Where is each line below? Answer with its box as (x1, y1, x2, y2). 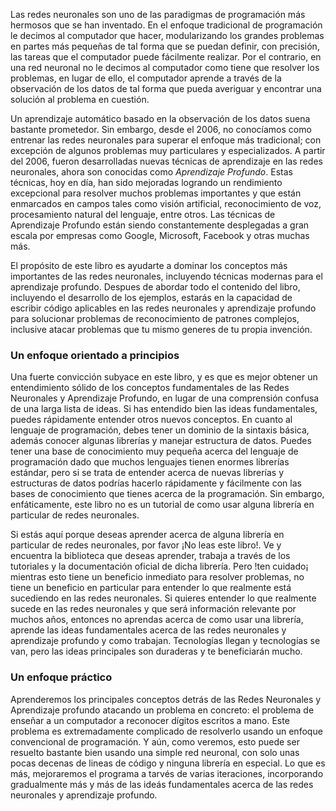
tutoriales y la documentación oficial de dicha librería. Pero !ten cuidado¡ (10, 560, 309, 573)
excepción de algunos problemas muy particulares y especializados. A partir (10, 145, 326, 156)
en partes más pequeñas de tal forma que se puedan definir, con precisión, (10, 40, 320, 52)
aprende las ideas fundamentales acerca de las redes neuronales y (10, 624, 287, 636)
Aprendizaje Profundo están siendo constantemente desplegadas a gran (10, 219, 310, 231)
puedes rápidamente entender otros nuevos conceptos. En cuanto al (10, 414, 293, 426)
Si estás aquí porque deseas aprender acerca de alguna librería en (10, 529, 285, 541)
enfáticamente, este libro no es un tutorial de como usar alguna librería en (10, 499, 315, 511)
